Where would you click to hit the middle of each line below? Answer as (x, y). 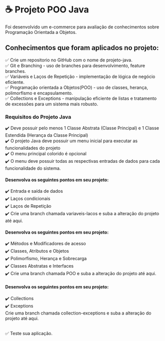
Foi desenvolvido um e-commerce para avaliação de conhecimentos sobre (82, 27)
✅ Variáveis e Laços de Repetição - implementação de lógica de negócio (80, 76)
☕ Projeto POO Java (47, 10)
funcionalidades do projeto (33, 148)
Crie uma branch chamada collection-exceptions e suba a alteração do (78, 313)
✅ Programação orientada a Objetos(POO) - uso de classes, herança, (77, 87)
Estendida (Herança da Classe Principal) (47, 135)
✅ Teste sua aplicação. (29, 333)
